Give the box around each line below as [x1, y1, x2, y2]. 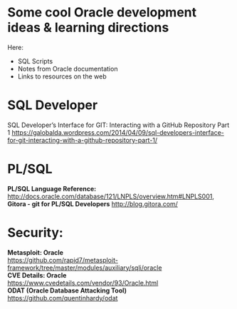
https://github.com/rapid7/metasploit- [7, 255, 119, 264]
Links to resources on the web [17, 72, 107, 81]
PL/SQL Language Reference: [7, 184, 97, 193]
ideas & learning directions [7, 19, 169, 36]
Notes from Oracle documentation [17, 64, 118, 73]
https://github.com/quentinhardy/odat [7, 293, 118, 302]
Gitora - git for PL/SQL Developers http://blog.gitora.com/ [7, 199, 178, 208]
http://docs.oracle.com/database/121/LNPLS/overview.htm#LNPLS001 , [7, 192, 215, 201]
